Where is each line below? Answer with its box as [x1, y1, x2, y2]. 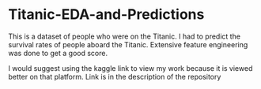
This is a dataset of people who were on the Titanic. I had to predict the [8, 32, 241, 41]
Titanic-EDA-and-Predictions [8, 6, 205, 24]
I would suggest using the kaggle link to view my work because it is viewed [8, 63, 253, 72]
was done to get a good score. [8, 48, 108, 57]
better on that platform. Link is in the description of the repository [8, 72, 221, 81]
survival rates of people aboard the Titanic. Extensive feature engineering [8, 39, 248, 49]
